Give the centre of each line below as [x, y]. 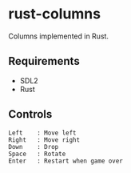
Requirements [44, 61]
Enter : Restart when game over [66, 161]
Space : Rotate [37, 154]
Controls [30, 114]
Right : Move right [44, 140]
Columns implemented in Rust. [59, 36]
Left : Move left [43, 133]
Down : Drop [34, 147]
